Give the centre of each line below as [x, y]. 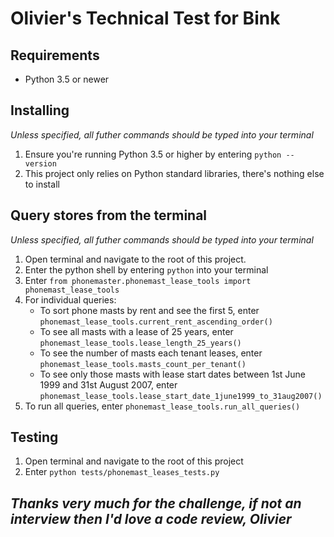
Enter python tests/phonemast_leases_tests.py [122, 472]
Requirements [55, 55]
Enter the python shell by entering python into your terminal [146, 269]
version [40, 163]
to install [42, 184]
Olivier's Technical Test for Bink [145, 18]
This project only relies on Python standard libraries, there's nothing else [174, 173]
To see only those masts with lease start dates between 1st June [172, 374]
